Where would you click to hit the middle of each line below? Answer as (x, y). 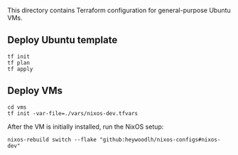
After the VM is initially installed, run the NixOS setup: (86, 127)
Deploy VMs (35, 91)
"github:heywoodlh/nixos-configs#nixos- (160, 139)
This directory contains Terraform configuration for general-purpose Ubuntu (119, 10)
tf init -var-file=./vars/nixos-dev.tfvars (73, 113)
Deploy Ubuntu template (63, 40)
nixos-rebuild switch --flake (52, 139)
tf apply (20, 69)
